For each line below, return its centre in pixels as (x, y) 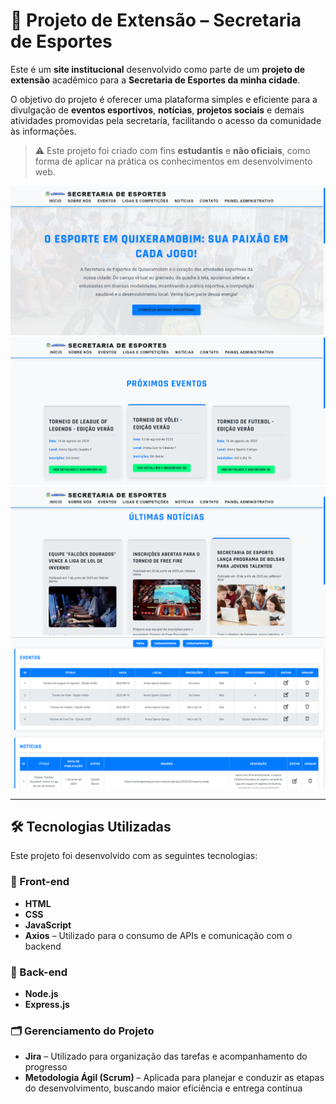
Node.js (41, 993)
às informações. (43, 131)
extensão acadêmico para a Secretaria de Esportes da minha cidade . (155, 80)
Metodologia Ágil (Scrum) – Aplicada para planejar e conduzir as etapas (174, 1078)
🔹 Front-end (40, 882)
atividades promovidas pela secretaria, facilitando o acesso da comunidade (166, 120)
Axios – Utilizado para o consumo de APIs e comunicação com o (158, 935)
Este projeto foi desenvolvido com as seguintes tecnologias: (134, 856)
